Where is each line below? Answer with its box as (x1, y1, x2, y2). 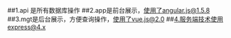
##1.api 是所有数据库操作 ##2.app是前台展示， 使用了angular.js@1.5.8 (7, 6, 210, 14)
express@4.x (7, 23, 46, 31)
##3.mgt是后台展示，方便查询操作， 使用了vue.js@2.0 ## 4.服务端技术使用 (7, 15, 224, 23)
